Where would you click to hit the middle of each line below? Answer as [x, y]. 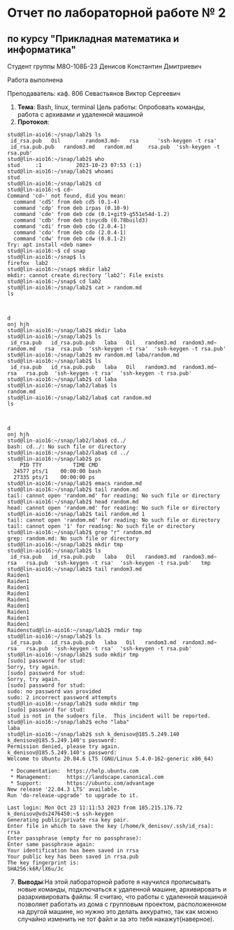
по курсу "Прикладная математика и [93, 39]
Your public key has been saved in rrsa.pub [73, 857]
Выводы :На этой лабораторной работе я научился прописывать [114, 882]
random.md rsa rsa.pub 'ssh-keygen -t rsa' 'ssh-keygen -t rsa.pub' [117, 349]
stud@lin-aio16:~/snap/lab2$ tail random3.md [74, 569]
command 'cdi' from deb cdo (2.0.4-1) [70, 227]
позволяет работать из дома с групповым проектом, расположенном [122, 904]
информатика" [42, 49]
